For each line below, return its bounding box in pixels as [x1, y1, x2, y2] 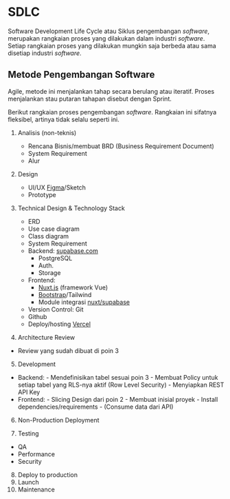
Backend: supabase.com [27, 246, 99, 255]
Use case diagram [27, 225, 80, 233]
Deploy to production [17, 470, 78, 479]
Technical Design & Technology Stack [17, 204, 126, 212]
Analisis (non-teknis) [17, 128, 77, 136]
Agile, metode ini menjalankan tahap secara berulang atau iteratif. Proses [8, 87, 215, 95]
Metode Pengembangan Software [8, 69, 155, 81]
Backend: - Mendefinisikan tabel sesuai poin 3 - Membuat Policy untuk [17, 373, 218, 381]
